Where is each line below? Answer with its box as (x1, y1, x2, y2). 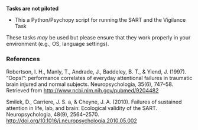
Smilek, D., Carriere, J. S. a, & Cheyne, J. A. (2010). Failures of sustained (6, 98, 182, 105)
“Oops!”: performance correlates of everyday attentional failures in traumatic (6, 75, 193, 82)
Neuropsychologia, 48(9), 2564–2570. (6, 111, 99, 118)
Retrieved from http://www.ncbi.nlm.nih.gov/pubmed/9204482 (6, 87, 159, 94)
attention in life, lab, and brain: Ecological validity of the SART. (6, 105, 158, 112)
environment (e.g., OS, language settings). (6, 41, 109, 47)
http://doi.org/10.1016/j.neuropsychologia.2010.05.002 (6, 117, 137, 124)
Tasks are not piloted (6, 5, 59, 12)
